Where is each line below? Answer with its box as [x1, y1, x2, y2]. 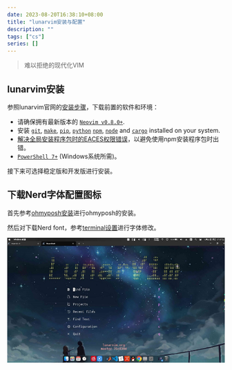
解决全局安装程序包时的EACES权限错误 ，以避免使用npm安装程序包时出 [17, 135, 220, 143]
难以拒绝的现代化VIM [23, 61, 84, 69]
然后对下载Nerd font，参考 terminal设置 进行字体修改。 [7, 223, 160, 232]
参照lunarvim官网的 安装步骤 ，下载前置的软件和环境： [7, 102, 159, 111]
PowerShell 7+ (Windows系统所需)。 [17, 152, 121, 160]
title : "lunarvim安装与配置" [7, 18, 86, 26]
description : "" [7, 26, 54, 33]
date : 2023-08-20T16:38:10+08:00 [7, 11, 104, 18]
